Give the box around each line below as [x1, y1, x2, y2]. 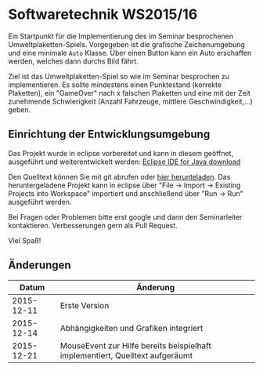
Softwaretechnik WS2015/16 [8, 5, 198, 24]
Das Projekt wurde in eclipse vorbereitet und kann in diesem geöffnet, [8, 148, 233, 158]
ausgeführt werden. [8, 197, 72, 206]
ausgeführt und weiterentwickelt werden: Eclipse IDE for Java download [8, 157, 241, 166]
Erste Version [59, 300, 110, 311]
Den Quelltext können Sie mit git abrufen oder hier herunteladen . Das [8, 172, 231, 181]
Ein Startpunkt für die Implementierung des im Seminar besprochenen [8, 31, 234, 41]
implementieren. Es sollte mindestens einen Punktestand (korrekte [8, 80, 222, 89]
